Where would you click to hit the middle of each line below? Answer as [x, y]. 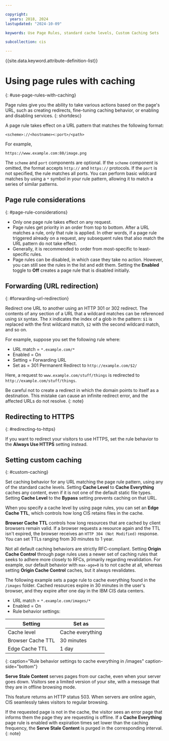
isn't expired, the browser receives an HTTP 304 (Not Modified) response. [82, 534]
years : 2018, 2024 [29, 19]
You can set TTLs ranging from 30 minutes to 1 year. [60, 539]
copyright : [17, 14]
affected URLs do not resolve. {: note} [45, 401]
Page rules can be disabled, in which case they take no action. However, [88, 259]
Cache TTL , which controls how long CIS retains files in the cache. [74, 513]
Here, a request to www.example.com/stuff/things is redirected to [72, 375]
